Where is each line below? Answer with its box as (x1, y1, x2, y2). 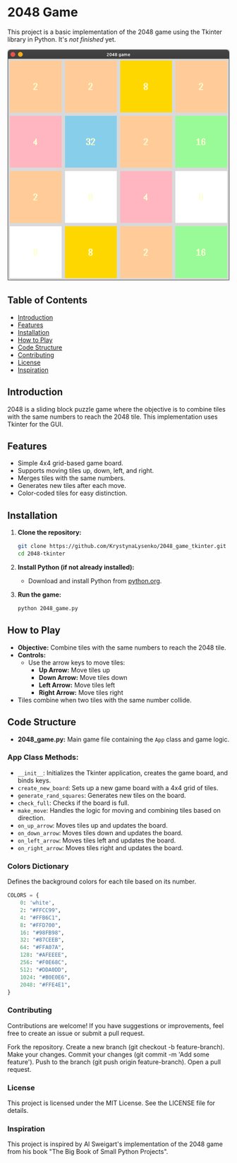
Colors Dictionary (7, 861, 69, 871)
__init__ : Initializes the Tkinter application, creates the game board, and (17, 768, 228, 777)
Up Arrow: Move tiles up (38, 665, 111, 674)
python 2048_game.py (17, 605, 78, 612)
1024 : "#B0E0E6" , (20, 974, 71, 981)
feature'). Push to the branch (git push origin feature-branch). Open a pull (7, 1057, 221, 1066)
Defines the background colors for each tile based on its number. (7, 877, 196, 886)
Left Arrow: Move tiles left (38, 681, 115, 689)
